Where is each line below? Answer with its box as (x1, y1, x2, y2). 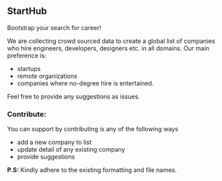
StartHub (7, 5, 47, 17)
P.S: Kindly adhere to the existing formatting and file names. (7, 166, 177, 174)
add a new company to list (16, 138, 92, 146)
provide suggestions (16, 153, 75, 161)
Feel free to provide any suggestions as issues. (7, 92, 140, 100)
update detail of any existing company (16, 145, 125, 154)
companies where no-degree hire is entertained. (16, 79, 154, 87)
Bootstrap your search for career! (7, 23, 101, 31)
